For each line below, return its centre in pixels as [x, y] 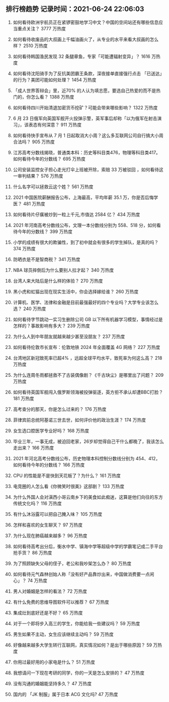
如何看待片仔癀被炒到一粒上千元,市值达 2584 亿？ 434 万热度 [76, 214]
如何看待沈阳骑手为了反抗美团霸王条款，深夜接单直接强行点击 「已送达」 [89, 73]
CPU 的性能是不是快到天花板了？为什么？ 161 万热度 [67, 475]
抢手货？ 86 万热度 [32, 552]
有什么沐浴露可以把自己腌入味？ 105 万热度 [58, 514]
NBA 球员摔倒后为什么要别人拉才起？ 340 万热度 [63, 270]
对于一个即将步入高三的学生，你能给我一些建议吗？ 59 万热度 [76, 623]
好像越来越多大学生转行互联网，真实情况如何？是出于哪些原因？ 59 [82, 645]
